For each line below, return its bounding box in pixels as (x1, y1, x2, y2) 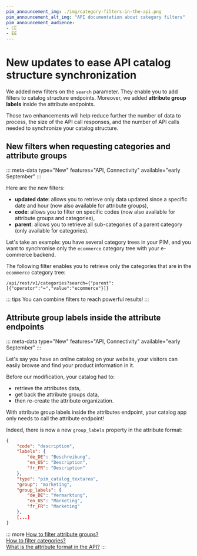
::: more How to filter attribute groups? (6, 531, 99, 538)
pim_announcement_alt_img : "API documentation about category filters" (6, 14, 185, 20)
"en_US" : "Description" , (27, 460, 88, 466)
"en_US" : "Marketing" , (27, 498, 83, 504)
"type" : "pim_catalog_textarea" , (16, 476, 99, 482)
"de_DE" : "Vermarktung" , (27, 492, 88, 499)
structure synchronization (6, 68, 137, 82)
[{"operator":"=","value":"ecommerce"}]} (6, 285, 109, 291)
